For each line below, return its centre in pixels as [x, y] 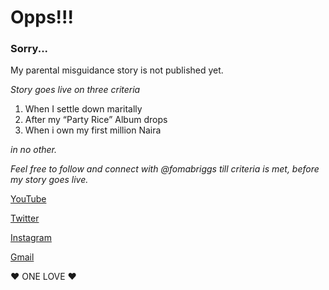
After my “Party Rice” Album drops [96, 120]
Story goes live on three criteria [75, 90]
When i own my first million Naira [93, 130]
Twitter [25, 218]
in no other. [33, 150]
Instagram [31, 238]
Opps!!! [42, 17]
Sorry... [29, 49]
